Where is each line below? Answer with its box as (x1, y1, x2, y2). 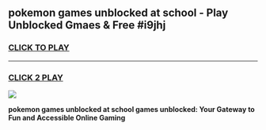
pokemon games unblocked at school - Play (8, 6, 229, 20)
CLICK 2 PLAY (8, 72, 63, 83)
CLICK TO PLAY (8, 43, 70, 54)
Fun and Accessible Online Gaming (8, 113, 126, 122)
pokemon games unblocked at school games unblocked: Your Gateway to (8, 104, 255, 113)
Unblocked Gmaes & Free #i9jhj (8, 19, 166, 32)
